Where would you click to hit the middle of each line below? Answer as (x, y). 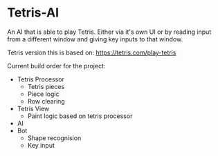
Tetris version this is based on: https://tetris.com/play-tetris (92, 52)
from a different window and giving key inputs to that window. (95, 39)
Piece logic (43, 94)
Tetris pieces (46, 86)
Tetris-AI (33, 13)
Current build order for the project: (56, 66)
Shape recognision (54, 138)
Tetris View (33, 108)
